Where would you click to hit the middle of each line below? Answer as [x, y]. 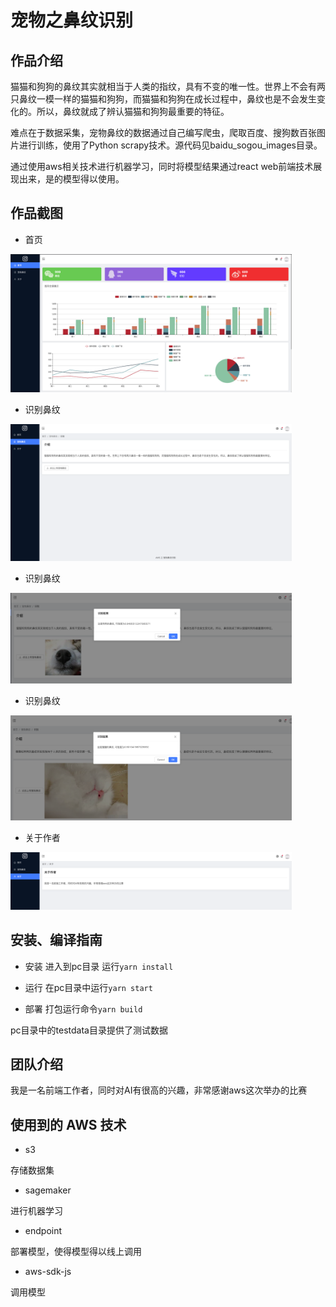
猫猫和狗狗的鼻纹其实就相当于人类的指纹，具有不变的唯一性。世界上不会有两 [168, 86]
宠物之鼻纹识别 [72, 20]
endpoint [43, 1231]
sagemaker [48, 1190]
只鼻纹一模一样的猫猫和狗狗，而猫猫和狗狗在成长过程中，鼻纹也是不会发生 [163, 99]
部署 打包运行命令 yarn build [83, 1008]
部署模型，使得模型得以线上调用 [76, 1252]
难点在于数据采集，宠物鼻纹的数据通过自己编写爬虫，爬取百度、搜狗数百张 [163, 132]
